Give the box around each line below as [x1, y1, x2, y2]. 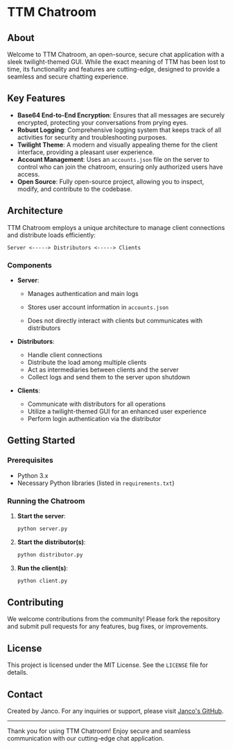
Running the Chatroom [7, 496, 85, 506]
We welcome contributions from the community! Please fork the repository [7, 615, 221, 623]
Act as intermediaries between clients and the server [27, 365, 179, 374]
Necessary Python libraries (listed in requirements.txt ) [17, 479, 175, 487]
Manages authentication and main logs [27, 289, 139, 297]
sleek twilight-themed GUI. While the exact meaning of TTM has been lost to [7, 58, 226, 66]
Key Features [7, 92, 66, 104]
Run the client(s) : [17, 563, 68, 572]
